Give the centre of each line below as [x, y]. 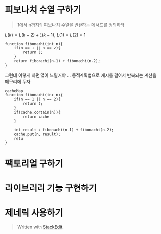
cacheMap [14, 91]
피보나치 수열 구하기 [43, 10]
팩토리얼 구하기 [34, 164]
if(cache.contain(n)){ [37, 112]
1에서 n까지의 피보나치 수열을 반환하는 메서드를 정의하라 [71, 25]
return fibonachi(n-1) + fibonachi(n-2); [57, 61]
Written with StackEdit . [40, 227]
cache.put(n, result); [37, 134]
